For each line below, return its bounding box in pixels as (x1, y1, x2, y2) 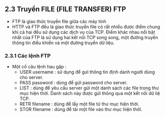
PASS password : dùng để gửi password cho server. (19, 80, 128, 86)
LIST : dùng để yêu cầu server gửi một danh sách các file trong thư (19, 85, 159, 91)
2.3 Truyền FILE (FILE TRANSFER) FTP (5, 5, 127, 14)
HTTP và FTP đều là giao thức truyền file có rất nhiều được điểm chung (12, 24, 160, 30)
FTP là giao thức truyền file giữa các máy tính (12, 18, 106, 24)
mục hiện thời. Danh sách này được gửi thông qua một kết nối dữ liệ (19, 90, 160, 96)
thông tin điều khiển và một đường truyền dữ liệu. (12, 40, 115, 46)
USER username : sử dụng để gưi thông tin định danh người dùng (19, 69, 155, 75)
